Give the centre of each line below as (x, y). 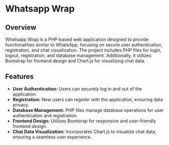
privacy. (21, 105)
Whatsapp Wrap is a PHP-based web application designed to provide (77, 39)
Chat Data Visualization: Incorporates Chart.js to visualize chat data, (84, 131)
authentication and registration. (45, 115)
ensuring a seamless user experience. (52, 137)
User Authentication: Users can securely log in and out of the (77, 89)
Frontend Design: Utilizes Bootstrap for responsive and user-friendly (84, 121)
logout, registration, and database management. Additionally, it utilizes (78, 55)
